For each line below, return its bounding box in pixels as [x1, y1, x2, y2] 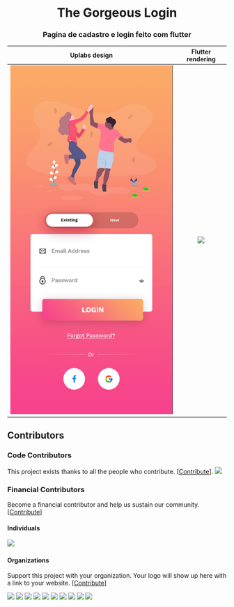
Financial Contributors [7, 484, 85, 494]
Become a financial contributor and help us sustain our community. [7, 500, 200, 509]
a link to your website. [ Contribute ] [7, 579, 107, 588]
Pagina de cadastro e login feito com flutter [42, 30, 192, 40]
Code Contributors [7, 450, 72, 460]
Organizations [7, 555, 49, 565]
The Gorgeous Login [56, 5, 178, 21]
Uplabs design [70, 51, 114, 60]
